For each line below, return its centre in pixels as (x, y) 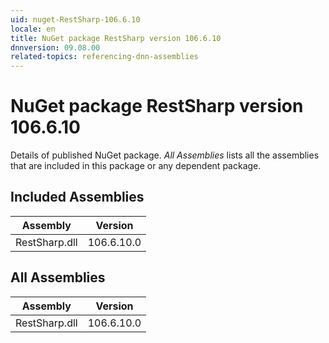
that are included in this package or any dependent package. (136, 166)
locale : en (33, 29)
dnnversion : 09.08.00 (55, 47)
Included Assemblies (77, 197)
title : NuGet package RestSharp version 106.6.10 (116, 38)
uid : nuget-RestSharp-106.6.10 (75, 19)
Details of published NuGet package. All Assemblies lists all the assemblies (165, 155)
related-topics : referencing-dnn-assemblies (104, 57)
